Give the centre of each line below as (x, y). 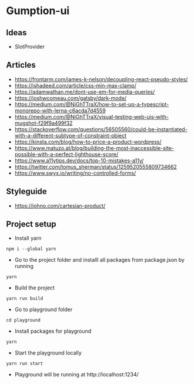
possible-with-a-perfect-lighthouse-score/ (66, 154)
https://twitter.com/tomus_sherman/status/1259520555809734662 (96, 166)
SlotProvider (30, 46)
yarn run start (25, 364)
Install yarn (28, 238)
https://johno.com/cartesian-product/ (60, 206)
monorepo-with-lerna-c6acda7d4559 (60, 111)
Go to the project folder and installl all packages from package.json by (100, 260)
